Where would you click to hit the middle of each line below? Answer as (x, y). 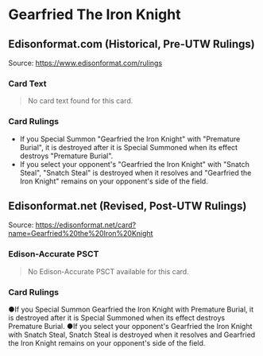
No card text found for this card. (80, 101)
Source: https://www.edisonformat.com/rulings (85, 63)
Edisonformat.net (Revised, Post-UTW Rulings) (128, 205)
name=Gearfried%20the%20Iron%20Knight (81, 234)
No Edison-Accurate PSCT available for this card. (108, 271)
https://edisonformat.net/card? (86, 225)
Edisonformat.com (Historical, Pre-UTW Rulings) (132, 44)
